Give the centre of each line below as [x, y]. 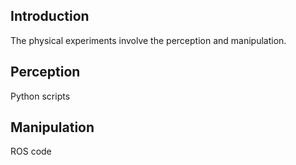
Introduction [50, 16]
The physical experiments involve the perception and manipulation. [148, 40]
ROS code [31, 151]
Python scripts [40, 96]
